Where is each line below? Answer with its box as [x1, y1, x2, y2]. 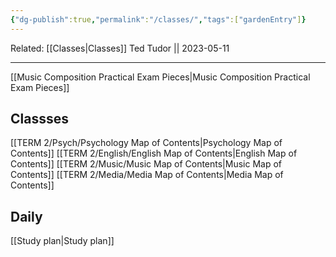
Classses [10, 111, 69, 128]
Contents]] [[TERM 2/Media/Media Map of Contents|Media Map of [10, 169, 284, 181]
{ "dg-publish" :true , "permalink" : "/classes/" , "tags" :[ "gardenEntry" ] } [10, 14, 307, 25]
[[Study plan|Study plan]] [10, 235, 115, 247]
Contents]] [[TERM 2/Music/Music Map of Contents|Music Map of [10, 158, 283, 170]
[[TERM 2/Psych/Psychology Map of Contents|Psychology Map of [10, 137, 283, 149]
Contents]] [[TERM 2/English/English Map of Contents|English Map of [10, 147, 298, 160]
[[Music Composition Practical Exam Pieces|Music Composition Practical [10, 71, 311, 83]
